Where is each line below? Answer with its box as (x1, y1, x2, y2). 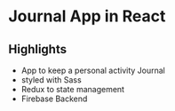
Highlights (8, 42, 68, 57)
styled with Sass (20, 75, 82, 85)
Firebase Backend (20, 93, 88, 104)
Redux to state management (20, 84, 125, 94)
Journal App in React (8, 6, 166, 27)
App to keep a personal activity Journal (20, 65, 165, 75)
